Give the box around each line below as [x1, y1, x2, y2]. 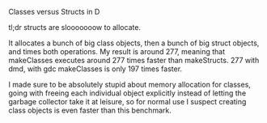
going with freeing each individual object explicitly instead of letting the [8, 88, 247, 98]
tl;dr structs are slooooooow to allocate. [8, 23, 142, 32]
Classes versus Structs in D [8, 7, 100, 16]
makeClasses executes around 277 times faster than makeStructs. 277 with [8, 56, 260, 65]
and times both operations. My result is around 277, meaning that [8, 47, 226, 56]
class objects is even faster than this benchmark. [8, 105, 172, 115]
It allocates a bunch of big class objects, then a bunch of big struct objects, [8, 38, 260, 48]
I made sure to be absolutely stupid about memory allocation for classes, [8, 80, 251, 89]
